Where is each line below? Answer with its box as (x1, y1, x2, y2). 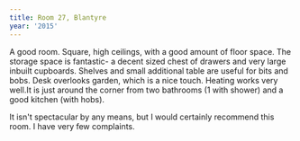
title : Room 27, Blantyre (9, 13, 106, 22)
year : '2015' (9, 22, 59, 31)
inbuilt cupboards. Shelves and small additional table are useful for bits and (9, 65, 288, 76)
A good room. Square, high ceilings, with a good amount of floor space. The (9, 46, 291, 57)
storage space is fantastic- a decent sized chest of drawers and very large (9, 56, 286, 66)
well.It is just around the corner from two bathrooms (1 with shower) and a (9, 84, 284, 95)
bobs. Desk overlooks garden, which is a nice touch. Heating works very (9, 75, 278, 85)
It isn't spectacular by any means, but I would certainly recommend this (9, 111, 275, 122)
